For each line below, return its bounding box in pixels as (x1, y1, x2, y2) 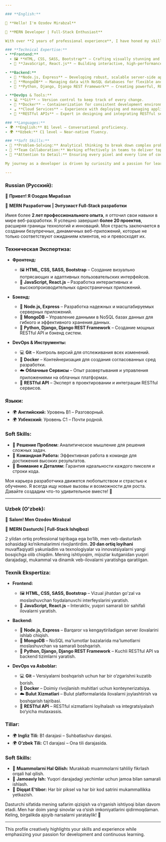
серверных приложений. (19, 309, 73, 315)
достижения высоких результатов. (12, 458, 86, 464)
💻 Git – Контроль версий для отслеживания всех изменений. (19, 350, 150, 356)
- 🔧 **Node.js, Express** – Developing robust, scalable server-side (9, 75, 156, 80)
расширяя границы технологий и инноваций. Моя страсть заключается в (5, 222, 160, 228)
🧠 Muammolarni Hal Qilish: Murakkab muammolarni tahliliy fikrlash (12, 766, 149, 771)
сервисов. (19, 385, 41, 391)
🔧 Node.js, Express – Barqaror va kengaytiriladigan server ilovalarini (19, 627, 159, 633)
